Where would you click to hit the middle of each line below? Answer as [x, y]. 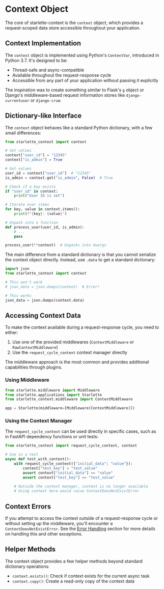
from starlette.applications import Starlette [54, 395]
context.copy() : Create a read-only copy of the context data [73, 581]
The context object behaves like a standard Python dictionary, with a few [79, 127]
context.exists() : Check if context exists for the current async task [81, 576]
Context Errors [28, 506]
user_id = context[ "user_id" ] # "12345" [48, 173]
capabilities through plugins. [34, 367]
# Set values [18, 151]
